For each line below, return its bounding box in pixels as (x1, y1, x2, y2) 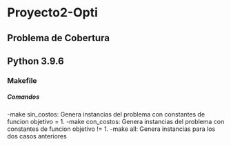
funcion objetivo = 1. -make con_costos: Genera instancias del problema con (7, 117, 225, 125)
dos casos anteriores (7, 132, 67, 140)
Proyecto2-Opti (7, 5, 98, 21)
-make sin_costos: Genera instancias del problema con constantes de (7, 110, 205, 118)
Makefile (7, 75, 37, 85)
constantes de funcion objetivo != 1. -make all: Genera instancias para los (7, 125, 216, 133)
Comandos (7, 93, 40, 101)
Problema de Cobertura (7, 32, 110, 44)
